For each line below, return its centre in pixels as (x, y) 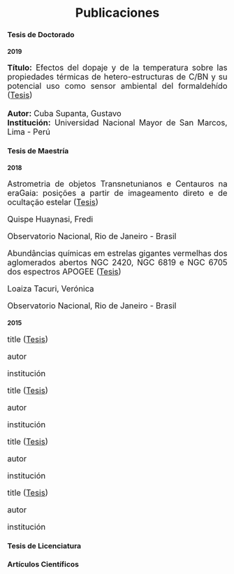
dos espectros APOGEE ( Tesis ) (64, 272)
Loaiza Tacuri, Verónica (51, 289)
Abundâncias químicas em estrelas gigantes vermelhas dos (117, 253)
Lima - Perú (29, 132)
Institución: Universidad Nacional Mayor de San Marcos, (117, 123)
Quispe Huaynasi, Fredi (50, 220)
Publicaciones (117, 13)
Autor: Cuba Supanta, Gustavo (65, 114)
